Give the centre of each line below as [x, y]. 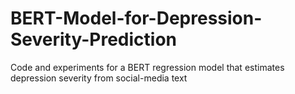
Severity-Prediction [93, 39]
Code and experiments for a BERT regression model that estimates [147, 67]
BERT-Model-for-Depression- [136, 18]
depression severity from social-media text [99, 78]
